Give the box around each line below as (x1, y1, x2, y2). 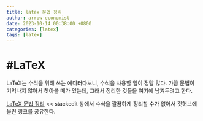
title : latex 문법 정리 (6, 9, 62, 15)
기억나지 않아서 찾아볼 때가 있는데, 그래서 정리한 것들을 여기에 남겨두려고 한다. (6, 87, 193, 95)
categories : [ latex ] (6, 26, 59, 33)
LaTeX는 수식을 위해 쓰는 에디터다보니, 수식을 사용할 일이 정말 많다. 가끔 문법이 (6, 79, 195, 87)
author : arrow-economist (6, 15, 70, 21)
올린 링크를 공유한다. (6, 108, 56, 115)
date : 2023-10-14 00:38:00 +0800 (6, 20, 92, 26)
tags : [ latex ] (6, 32, 43, 38)
